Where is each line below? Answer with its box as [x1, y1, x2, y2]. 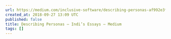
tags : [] [5, 26, 24, 31]
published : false [5, 17, 42, 22]
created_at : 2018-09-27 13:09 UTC [5, 12, 79, 17]
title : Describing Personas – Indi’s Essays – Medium [5, 21, 122, 27]
